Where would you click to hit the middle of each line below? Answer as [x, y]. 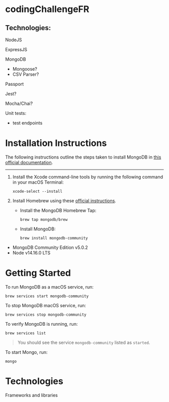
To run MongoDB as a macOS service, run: [50, 287]
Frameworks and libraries [31, 395]
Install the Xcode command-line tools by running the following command [88, 177]
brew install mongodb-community [54, 238]
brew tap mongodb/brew [44, 219]
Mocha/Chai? [19, 103]
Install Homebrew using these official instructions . [64, 200]
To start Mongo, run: [26, 352]
